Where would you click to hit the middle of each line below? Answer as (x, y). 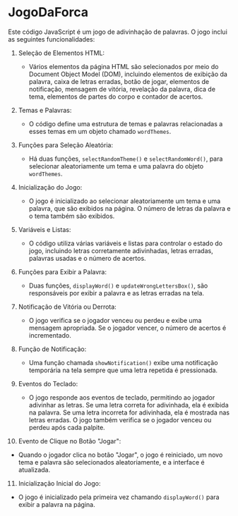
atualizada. (34, 469)
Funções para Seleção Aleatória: (66, 145)
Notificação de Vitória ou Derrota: (67, 307)
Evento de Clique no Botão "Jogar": (70, 441)
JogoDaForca (48, 12)
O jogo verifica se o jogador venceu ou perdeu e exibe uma (115, 320)
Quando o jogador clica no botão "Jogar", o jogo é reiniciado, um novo (120, 455)
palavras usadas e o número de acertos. (88, 258)
